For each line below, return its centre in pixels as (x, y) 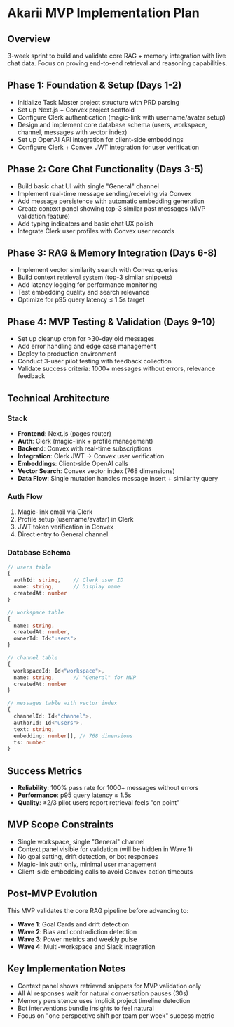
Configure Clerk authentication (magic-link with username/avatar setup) (121, 117)
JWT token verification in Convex (66, 527)
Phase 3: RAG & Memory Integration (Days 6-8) (112, 253)
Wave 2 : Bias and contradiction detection (77, 931)
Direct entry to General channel (63, 534)
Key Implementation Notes (67, 969)
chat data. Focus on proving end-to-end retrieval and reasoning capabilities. (117, 63)
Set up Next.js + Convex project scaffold (76, 110)
